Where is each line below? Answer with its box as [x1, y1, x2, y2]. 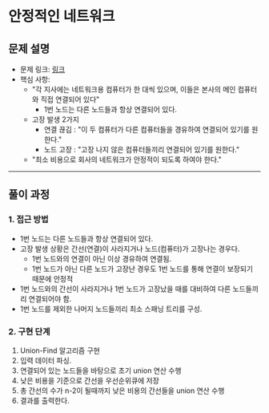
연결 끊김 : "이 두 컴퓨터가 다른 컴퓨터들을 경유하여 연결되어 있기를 [43, 125, 250, 134]
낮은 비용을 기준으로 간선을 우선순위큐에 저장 [19, 375, 160, 385]
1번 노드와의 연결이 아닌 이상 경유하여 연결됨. [31, 253, 172, 263]
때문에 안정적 [31, 273, 74, 283]
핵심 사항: [19, 75, 50, 84]
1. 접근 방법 [8, 214, 49, 225]
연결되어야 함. [28, 294, 72, 303]
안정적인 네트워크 [8, 7, 115, 26]
